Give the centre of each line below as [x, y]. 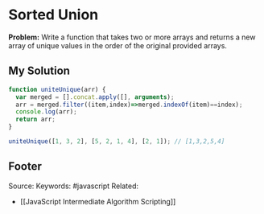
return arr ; [36, 119]
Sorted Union [54, 15]
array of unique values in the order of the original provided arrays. [118, 45]
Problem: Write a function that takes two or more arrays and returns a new [132, 37]
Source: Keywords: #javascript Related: [74, 186]
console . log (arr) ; [47, 112]
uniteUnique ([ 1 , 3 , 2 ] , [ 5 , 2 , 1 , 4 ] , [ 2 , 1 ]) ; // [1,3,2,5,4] [117, 142]
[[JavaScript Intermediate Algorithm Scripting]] [98, 201]
